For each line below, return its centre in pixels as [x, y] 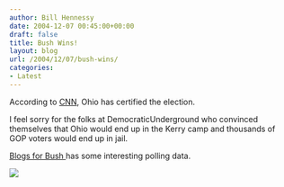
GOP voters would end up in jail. [69, 138]
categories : [31, 68]
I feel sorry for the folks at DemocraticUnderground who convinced [134, 119]
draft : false [34, 34]
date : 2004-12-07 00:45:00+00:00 [72, 26]
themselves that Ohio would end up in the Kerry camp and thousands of [142, 129]
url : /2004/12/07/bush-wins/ [64, 59]
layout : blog [34, 51]
